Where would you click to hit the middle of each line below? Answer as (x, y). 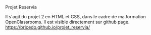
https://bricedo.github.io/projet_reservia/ (48, 27)
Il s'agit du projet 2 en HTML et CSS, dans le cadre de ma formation (75, 17)
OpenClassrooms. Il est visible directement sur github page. (67, 22)
